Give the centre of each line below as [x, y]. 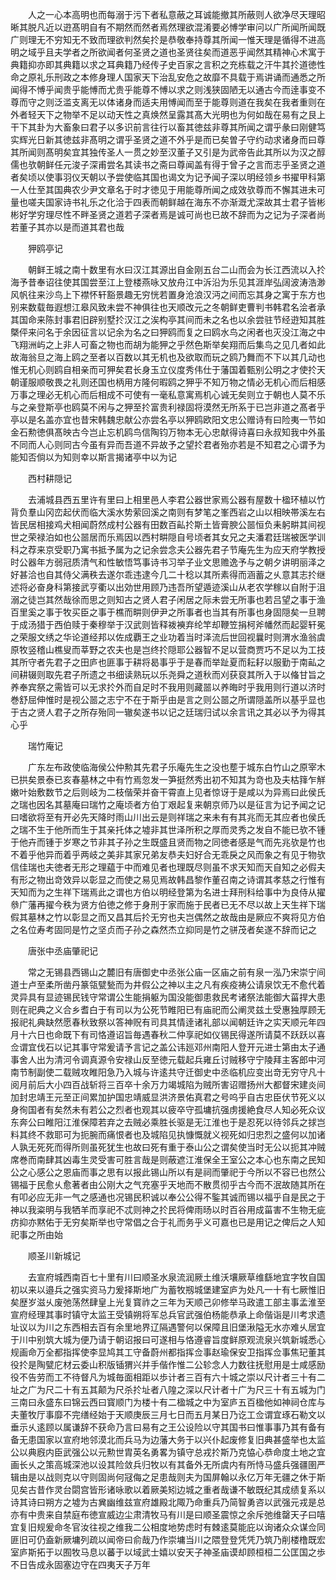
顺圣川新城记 [54, 1256]
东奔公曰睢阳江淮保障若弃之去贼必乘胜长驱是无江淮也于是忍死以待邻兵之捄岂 [168, 1122]
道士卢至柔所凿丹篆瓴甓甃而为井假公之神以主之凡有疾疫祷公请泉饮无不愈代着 [168, 984]
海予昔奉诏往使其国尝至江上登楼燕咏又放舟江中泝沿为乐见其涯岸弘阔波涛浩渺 [168, 282]
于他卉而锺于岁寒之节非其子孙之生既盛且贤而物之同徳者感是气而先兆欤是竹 [163, 842]
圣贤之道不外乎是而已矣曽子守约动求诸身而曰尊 [229, 139]
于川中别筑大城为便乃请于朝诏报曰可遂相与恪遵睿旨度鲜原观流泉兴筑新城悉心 [168, 1339]
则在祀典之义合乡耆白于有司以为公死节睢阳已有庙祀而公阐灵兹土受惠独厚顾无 [168, 1009]
